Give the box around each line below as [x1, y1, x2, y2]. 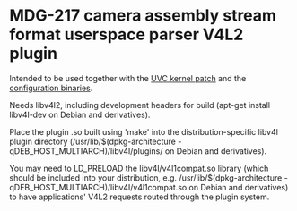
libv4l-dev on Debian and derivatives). [9, 109, 151, 120]
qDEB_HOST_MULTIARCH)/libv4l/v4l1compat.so [9, 181, 188, 192]
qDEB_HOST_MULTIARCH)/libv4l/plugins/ [9, 145, 163, 156]
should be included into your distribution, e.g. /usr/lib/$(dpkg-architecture [9, 172, 283, 183]
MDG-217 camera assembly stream [9, 5, 276, 26]
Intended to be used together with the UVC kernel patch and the [9, 72, 247, 83]
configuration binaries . [9, 82, 93, 93]
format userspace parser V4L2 [9, 24, 244, 45]
